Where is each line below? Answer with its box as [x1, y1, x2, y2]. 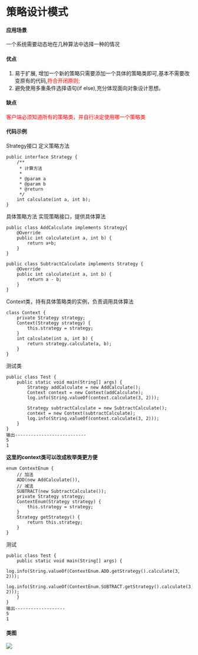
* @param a [19, 176, 46, 182]
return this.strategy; [27, 520, 83, 525]
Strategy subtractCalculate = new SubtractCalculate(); [27, 405, 167, 411]
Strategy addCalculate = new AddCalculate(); [27, 385, 141, 391]
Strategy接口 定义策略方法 [6, 143, 70, 149]
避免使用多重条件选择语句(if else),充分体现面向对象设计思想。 [14, 84, 164, 92]
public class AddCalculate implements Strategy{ [6, 225, 128, 231]
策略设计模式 [6, 5, 69, 19]
